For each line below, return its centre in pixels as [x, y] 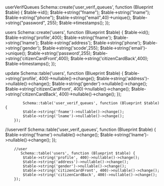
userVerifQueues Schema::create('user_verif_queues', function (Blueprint [79, 7]
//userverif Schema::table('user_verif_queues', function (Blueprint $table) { [81, 129]
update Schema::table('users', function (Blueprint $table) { [64, 73]
